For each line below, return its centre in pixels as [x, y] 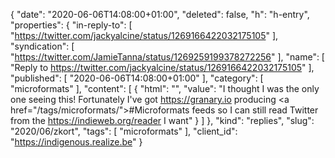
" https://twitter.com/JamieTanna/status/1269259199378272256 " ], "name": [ [167, 57]
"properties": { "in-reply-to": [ [71, 25]
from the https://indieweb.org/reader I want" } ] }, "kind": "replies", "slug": [162, 120]
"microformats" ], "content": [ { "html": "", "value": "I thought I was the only [165, 88]
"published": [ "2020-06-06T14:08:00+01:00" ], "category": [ [137, 78]
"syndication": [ [42, 46]
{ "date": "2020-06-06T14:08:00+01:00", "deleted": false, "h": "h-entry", [160, 14]
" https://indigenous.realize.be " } [76, 142]
